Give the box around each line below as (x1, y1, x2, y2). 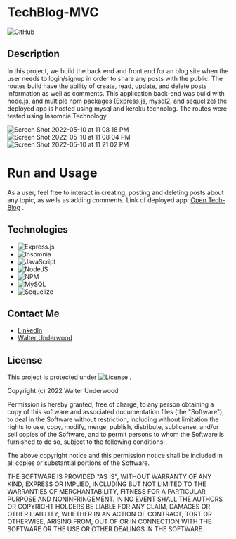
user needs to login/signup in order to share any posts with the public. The (7, 74, 223, 82)
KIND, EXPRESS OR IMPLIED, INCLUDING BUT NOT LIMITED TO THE (7, 480, 206, 488)
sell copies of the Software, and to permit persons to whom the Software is (7, 430, 225, 439)
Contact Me (7, 307, 60, 319)
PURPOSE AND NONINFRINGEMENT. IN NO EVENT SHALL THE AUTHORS (7, 495, 223, 504)
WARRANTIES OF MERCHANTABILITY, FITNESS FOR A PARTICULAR (7, 488, 206, 496)
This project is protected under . (7, 373, 132, 381)
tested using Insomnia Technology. (7, 111, 109, 120)
